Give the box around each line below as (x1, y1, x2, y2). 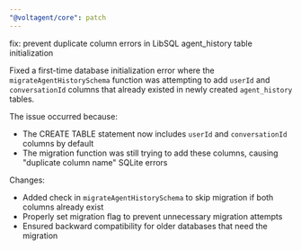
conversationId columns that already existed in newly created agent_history (9, 84, 293, 94)
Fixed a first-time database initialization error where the (9, 65, 215, 76)
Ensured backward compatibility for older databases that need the (22, 220, 268, 231)
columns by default (22, 138, 94, 148)
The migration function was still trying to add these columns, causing (22, 147, 279, 158)
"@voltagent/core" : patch (9, 13, 106, 22)
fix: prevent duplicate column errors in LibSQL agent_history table (9, 38, 253, 49)
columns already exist (22, 201, 104, 212)
